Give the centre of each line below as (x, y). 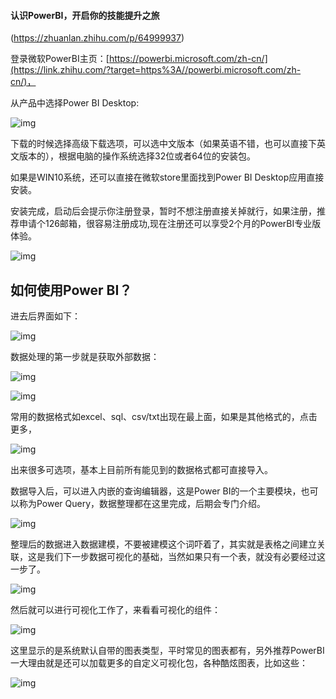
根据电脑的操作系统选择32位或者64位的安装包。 (157, 156)
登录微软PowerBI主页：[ (60, 59)
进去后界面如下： (45, 316)
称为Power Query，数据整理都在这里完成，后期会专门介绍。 (142, 504)
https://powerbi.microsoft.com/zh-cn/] (188, 59)
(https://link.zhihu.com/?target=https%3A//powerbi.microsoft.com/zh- (156, 70)
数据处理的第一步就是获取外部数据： (85, 357)
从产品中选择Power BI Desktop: (75, 103)
